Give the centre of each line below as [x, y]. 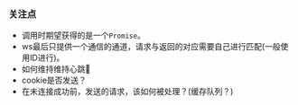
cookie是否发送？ [54, 80]
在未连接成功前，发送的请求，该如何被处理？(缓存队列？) [127, 92]
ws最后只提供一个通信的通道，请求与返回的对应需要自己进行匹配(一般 [151, 47]
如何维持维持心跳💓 [56, 69]
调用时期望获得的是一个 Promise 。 [83, 35]
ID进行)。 [47, 58]
